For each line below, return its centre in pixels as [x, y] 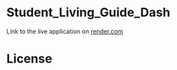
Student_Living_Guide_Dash [88, 13]
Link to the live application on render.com [65, 31]
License [29, 59]
